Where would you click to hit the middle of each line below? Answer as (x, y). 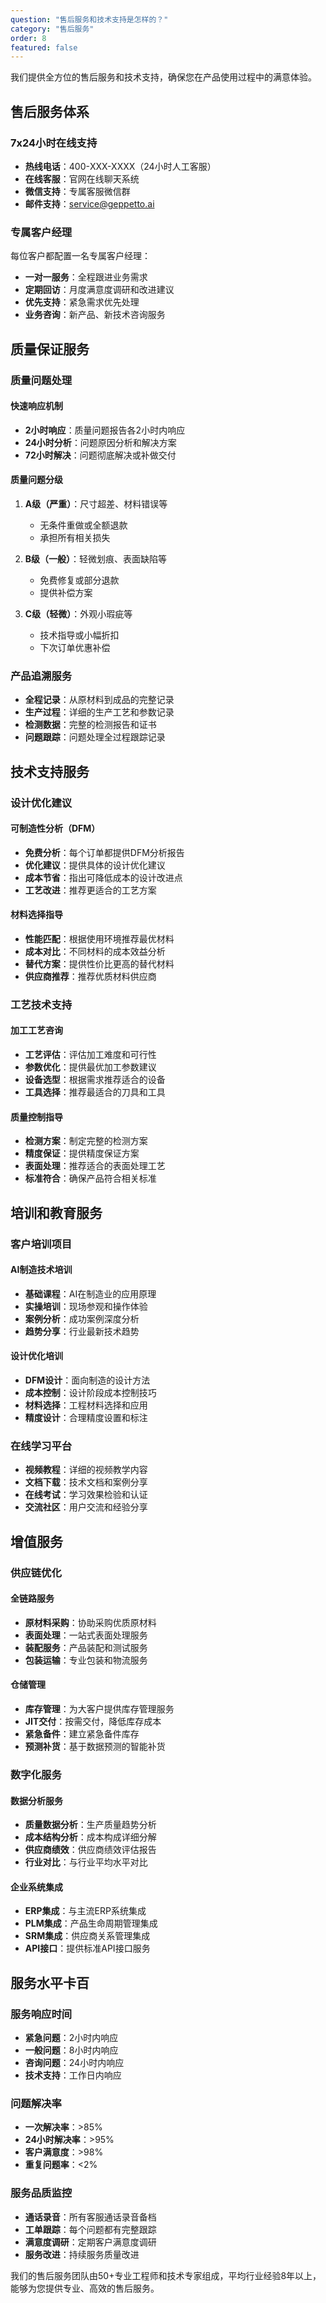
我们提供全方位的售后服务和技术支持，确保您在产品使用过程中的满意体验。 (163, 77)
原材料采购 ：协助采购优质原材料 (90, 1622)
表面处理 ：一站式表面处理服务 (86, 1635)
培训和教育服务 (56, 1212)
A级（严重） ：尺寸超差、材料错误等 (96, 503)
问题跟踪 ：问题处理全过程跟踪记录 (95, 737)
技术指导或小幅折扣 (79, 635)
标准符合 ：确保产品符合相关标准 (90, 1178)
